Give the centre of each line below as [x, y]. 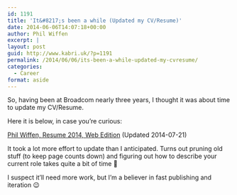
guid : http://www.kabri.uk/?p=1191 [60, 54]
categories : [25, 67]
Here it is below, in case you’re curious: [65, 121]
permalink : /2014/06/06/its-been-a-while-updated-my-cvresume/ [103, 60]
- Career [27, 73]
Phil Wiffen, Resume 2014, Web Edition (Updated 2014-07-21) [97, 135]
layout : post [27, 47]
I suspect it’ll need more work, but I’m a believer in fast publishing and [109, 177]
